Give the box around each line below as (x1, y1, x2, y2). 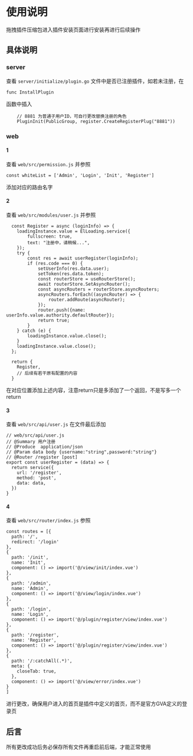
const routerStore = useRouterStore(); (37, 276, 136, 282)
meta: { (11, 663, 31, 669)
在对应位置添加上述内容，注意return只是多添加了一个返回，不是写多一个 (6, 386, 181, 393)
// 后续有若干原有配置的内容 (17, 370, 78, 376)
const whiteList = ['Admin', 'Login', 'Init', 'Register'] (6, 172, 155, 178)
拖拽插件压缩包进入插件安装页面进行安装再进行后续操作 (6, 26, 140, 33)
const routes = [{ (6, 529, 51, 535)
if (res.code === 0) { (27, 260, 83, 266)
